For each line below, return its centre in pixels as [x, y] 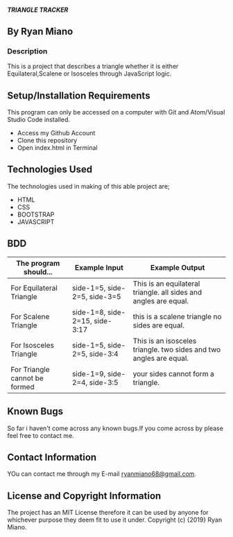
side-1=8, [89, 312]
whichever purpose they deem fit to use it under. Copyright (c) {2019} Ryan [115, 520]
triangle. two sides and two [177, 349]
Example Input [99, 267]
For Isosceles [32, 345]
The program [38, 263]
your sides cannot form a [174, 373]
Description [27, 51]
